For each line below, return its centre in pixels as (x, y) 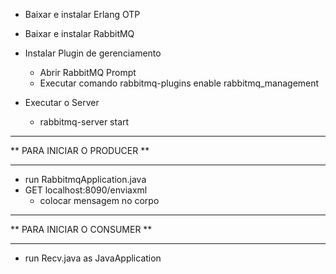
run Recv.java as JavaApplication (93, 258)
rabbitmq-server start (84, 122)
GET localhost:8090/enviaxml (86, 190)
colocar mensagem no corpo (99, 200)
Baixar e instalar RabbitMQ (79, 33)
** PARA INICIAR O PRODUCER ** (80, 150)
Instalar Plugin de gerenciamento (93, 53)
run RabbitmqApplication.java (85, 179)
